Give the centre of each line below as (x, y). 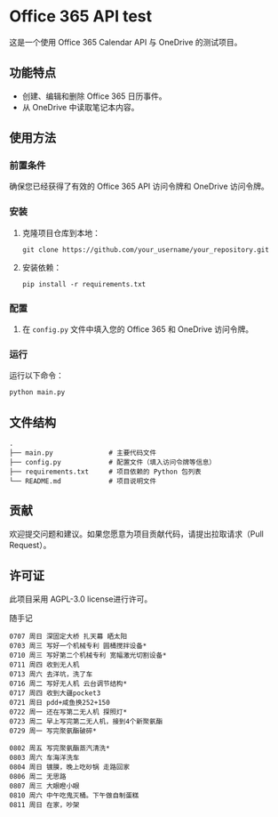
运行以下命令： (36, 376)
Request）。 (30, 545)
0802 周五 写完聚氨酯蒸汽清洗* (60, 748)
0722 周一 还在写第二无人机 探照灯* (68, 712)
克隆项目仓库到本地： (61, 232)
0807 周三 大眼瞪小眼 (44, 786)
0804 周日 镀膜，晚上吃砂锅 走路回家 (70, 767)
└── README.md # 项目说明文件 (83, 481)
